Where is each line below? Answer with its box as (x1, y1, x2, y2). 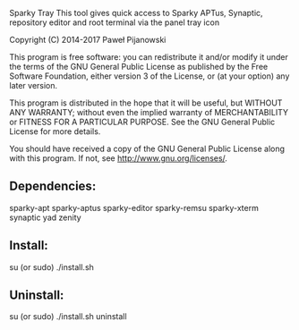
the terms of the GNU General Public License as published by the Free (9, 62, 269, 72)
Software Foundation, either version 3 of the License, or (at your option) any (9, 71, 290, 81)
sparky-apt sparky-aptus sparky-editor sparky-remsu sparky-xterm (9, 202, 260, 213)
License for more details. (9, 126, 101, 137)
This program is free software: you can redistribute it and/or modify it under (9, 52, 288, 62)
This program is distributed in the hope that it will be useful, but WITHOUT (9, 97, 283, 108)
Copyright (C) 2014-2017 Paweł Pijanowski (9, 35, 167, 45)
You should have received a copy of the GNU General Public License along (9, 143, 285, 154)
